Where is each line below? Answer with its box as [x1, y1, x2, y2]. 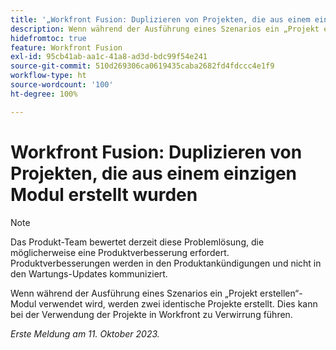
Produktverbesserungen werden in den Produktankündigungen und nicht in [10, 257, 322, 269]
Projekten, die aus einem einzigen [10, 162, 297, 185]
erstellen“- [259, 287, 303, 299]
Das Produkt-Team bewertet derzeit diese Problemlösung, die [10, 236, 265, 248]
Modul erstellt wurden [10, 183, 198, 206]
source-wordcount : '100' [10, 80, 114, 90]
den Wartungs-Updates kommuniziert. [10, 267, 168, 280]
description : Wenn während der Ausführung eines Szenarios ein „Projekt [10, 24, 320, 34]
